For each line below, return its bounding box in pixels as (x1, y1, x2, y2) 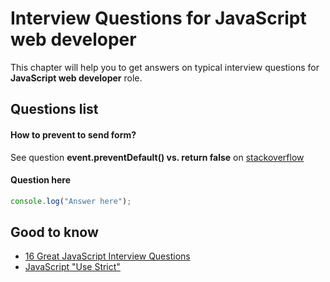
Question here (10, 174, 72, 186)
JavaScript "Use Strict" (24, 261, 121, 273)
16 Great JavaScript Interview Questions (24, 250, 191, 262)
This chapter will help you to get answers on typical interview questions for (10, 61, 320, 73)
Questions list (10, 101, 99, 118)
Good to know (10, 224, 99, 241)
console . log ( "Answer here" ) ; (10, 196, 132, 206)
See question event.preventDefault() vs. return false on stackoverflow (10, 151, 305, 163)
